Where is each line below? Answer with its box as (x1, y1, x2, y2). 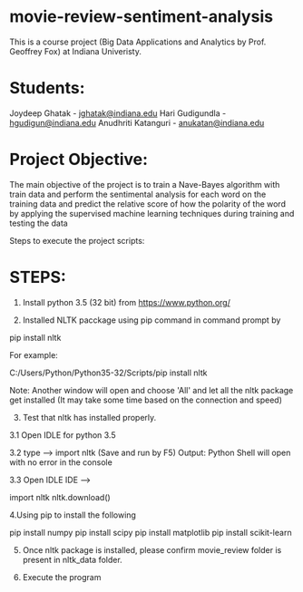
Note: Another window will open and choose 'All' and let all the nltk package (9, 384, 294, 395)
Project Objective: (9, 150, 148, 170)
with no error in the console (9, 456, 113, 468)
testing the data (9, 218, 68, 228)
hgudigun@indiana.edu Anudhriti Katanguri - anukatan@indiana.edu (9, 117, 265, 128)
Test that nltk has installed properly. (22, 412, 157, 422)
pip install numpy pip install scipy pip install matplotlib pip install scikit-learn (9, 527, 292, 538)
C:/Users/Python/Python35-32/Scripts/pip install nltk (9, 367, 208, 378)
